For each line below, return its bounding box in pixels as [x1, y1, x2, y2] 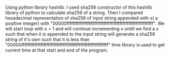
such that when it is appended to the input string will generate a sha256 [5, 31, 156, 37]
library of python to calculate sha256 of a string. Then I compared [5, 10, 143, 16]
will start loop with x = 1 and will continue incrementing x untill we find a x [5, 26, 159, 32]
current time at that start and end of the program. [5, 47, 108, 53]
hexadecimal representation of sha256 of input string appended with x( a [5, 15, 158, 21]
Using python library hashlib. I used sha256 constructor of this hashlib [5, 5, 152, 10]
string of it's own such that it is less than [5, 36, 90, 42]
